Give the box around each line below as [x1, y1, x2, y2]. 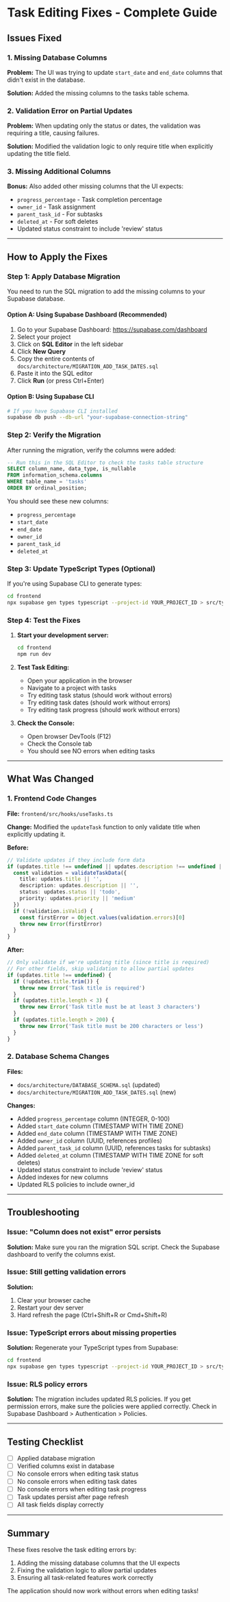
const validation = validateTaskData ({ [13, 869, 127, 876]
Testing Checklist [7, 1436, 84, 1447]
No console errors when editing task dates [16, 1478, 138, 1486]
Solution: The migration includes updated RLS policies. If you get [7, 1395, 192, 1404]
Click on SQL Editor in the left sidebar [16, 340, 124, 348]
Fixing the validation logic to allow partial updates [16, 1566, 157, 1575]
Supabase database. [7, 295, 65, 303]
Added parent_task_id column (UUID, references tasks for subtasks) [16, 1143, 211, 1152]
